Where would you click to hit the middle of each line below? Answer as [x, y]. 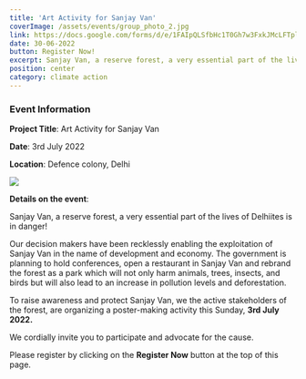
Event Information [50, 108]
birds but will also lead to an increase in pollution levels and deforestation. [148, 282]
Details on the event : [49, 199]
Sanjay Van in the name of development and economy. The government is [148, 254]
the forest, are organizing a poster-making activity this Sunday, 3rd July [144, 310]
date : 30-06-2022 [42, 43]
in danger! [29, 226]
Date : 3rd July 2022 [47, 147]
